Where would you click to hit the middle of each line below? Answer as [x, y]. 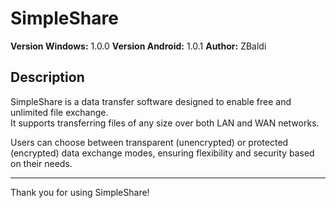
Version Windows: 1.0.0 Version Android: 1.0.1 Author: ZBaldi [138, 46]
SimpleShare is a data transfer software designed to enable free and [151, 101]
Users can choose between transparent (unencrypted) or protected [149, 142]
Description [47, 77]
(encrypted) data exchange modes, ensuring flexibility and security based [162, 153]
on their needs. [41, 163]
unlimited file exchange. [59, 112]
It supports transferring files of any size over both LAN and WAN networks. [165, 123]
